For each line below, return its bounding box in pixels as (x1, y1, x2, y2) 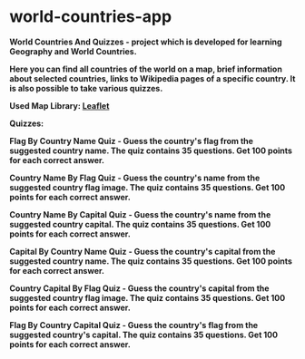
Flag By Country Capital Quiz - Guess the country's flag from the (9, 319, 259, 330)
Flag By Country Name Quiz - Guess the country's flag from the (9, 135, 254, 146)
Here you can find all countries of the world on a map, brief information (9, 63, 283, 74)
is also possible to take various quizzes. (9, 82, 163, 93)
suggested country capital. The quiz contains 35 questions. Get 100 (9, 218, 271, 229)
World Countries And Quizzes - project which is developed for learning (9, 36, 283, 47)
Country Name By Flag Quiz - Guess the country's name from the (9, 172, 261, 183)
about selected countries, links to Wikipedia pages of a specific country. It (9, 73, 296, 83)
